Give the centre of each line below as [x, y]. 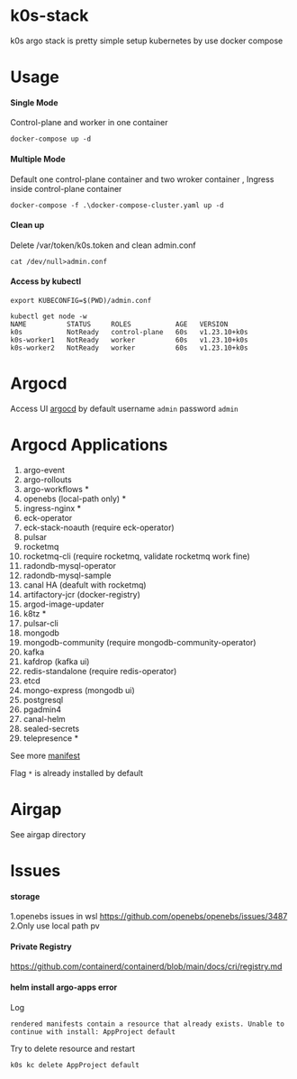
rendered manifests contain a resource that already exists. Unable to [147, 1024]
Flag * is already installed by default [76, 773]
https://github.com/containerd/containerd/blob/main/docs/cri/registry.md [146, 966]
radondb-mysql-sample [67, 575]
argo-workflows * [56, 489]
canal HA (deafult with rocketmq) [85, 585]
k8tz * [35, 613]
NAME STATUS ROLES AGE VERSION [119, 324]
